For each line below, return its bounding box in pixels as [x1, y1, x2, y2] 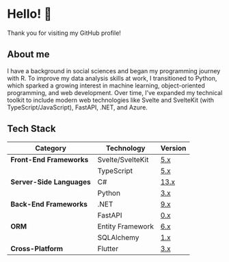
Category [35, 143, 67, 153]
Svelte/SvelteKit [97, 155, 149, 164]
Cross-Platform [10, 244, 64, 253]
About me [7, 49, 50, 60]
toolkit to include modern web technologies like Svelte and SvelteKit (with [7, 96, 214, 104]
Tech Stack [7, 123, 56, 135]
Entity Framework [97, 222, 154, 231]
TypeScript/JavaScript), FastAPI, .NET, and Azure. [7, 103, 148, 112]
